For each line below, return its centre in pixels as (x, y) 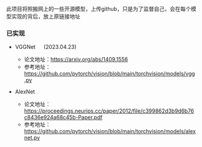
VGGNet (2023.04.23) (46, 47)
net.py (32, 138)
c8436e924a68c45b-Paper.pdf (63, 117)
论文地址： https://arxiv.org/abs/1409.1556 (76, 60)
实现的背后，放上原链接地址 (46, 16)
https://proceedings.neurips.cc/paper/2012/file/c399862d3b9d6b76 (109, 111)
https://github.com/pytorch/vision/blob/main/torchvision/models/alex (110, 131)
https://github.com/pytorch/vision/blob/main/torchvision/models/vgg (109, 73)
